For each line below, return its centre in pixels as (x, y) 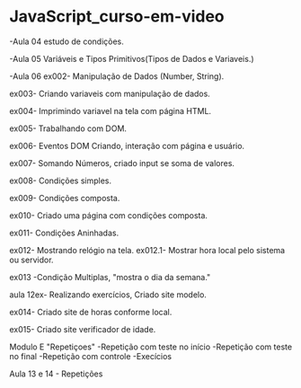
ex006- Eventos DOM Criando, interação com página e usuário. (127, 145)
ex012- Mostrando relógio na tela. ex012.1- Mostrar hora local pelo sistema (147, 250)
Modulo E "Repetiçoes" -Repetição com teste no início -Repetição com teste (151, 347)
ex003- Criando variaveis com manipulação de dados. (110, 93)
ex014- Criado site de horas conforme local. (91, 312)
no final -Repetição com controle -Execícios (91, 356)
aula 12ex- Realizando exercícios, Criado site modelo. (108, 295)
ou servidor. (31, 260)
